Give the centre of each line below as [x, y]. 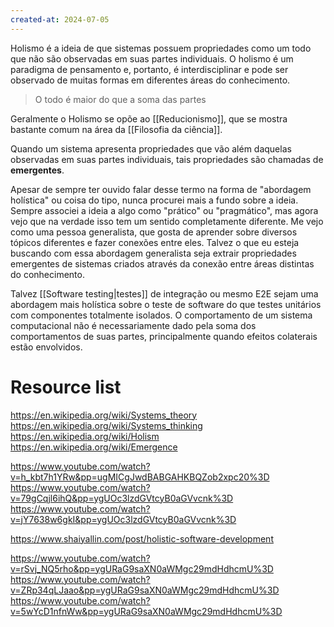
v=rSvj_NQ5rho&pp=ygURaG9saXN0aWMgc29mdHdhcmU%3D [142, 568]
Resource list [66, 387]
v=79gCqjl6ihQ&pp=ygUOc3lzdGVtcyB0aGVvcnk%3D [122, 498]
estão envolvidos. [46, 347]
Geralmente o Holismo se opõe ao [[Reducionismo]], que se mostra [149, 118]
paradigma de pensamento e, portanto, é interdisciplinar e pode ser [149, 69]
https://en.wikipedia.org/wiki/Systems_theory [104, 415]
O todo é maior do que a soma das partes [120, 99]
